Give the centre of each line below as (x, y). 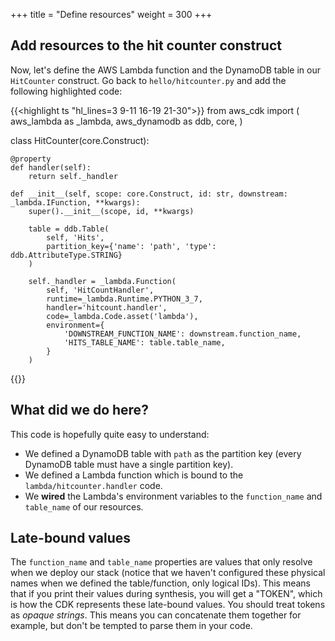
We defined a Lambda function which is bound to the (134, 475)
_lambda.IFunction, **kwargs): (75, 202)
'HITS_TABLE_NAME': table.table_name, (144, 342)
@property (31, 159)
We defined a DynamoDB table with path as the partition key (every (163, 453)
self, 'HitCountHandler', (100, 290)
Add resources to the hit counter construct (146, 45)
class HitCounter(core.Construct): (80, 140)
